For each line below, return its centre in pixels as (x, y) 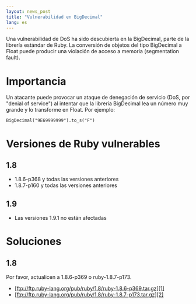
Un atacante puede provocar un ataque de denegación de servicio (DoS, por (98, 98)
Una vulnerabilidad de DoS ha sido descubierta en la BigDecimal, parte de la (98, 39)
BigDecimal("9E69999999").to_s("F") (50, 120)
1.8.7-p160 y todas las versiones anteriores (66, 185)
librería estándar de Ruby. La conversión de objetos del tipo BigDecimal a (94, 45)
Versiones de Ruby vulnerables (83, 144)
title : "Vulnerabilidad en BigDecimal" (55, 17)
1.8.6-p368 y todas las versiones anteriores (66, 179)
